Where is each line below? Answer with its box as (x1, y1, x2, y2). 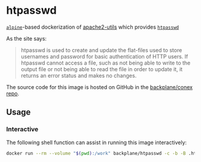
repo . (6, 90, 20, 97)
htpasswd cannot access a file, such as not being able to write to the (20, 59, 191, 66)
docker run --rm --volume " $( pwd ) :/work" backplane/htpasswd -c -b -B (6, 150, 186, 156)
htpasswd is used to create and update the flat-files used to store (20, 46, 182, 54)
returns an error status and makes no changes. (20, 72, 137, 79)
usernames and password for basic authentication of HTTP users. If (20, 53, 188, 60)
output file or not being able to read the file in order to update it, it (20, 65, 183, 72)
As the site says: (6, 35, 47, 42)
